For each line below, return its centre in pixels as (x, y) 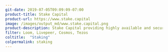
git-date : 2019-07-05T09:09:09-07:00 (44, 10)
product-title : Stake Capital (37, 14)
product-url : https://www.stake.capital (48, 19)
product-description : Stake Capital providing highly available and (78, 28)
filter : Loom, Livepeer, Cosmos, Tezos (47, 33)
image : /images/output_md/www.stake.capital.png (57, 24)
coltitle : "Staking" (28, 38)
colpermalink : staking (29, 42)
